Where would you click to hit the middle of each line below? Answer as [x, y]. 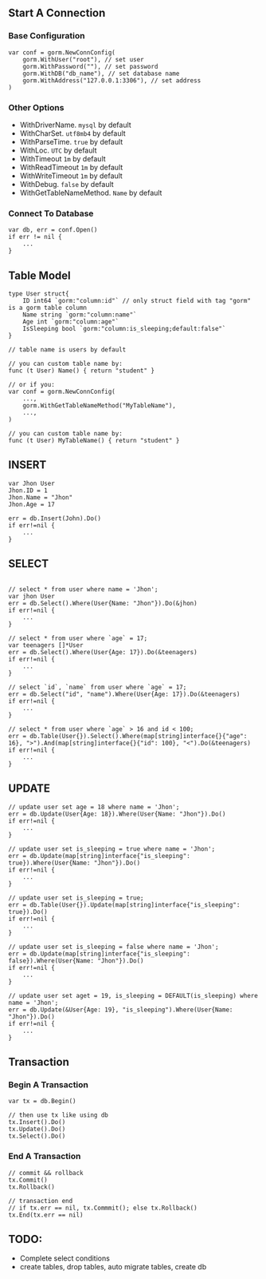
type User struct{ [39, 294]
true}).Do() [28, 912]
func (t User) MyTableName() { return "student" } [94, 441]
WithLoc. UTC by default [58, 150]
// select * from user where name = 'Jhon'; [83, 589]
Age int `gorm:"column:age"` [71, 322]
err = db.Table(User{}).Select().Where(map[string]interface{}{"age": [128, 736]
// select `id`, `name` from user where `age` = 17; [98, 687]
